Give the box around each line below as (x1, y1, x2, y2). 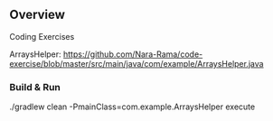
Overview (9, 7, 66, 23)
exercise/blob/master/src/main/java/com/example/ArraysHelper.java (9, 58, 264, 69)
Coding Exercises (9, 31, 75, 42)
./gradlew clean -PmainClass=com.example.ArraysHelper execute (9, 101, 256, 112)
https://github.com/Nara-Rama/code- (62, 49, 203, 60)
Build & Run (9, 80, 61, 93)
